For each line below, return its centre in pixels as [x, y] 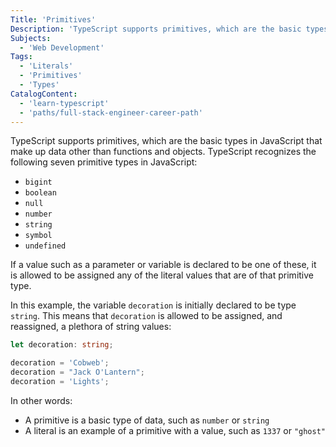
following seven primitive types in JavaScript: [104, 162]
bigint [38, 182]
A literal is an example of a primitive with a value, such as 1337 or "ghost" [175, 430]
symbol [38, 236]
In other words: [41, 400]
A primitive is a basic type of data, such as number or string [147, 420]
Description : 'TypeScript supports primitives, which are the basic [156, 29]
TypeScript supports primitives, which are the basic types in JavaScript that [166, 141]
